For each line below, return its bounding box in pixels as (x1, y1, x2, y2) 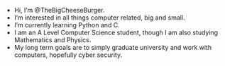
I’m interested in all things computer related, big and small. (13, 13, 186, 22)
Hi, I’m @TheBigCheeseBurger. (13, 6, 105, 14)
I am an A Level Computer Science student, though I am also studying (13, 28, 219, 37)
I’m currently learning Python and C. (13, 21, 121, 29)
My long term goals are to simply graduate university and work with (13, 44, 212, 51)
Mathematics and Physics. (13, 36, 92, 44)
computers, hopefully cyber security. (13, 51, 123, 59)
